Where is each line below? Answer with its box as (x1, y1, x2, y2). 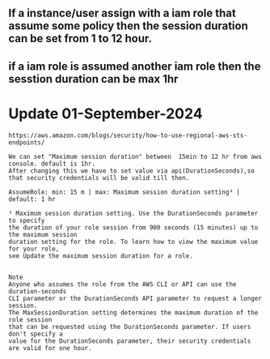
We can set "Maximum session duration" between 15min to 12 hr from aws (8, 152, 263, 160)
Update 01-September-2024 (8, 105, 204, 122)
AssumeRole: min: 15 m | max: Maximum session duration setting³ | (8, 188, 241, 196)
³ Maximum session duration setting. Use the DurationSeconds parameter (8, 209, 259, 217)
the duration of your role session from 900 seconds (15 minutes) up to (8, 223, 259, 232)
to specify (8, 216, 45, 224)
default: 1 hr (8, 194, 57, 203)
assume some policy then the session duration (8, 19, 248, 33)
